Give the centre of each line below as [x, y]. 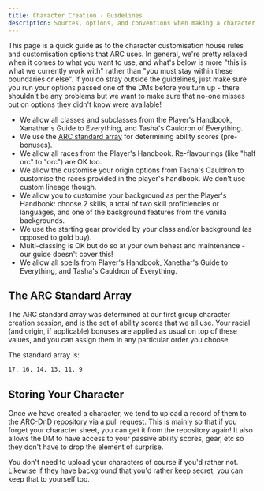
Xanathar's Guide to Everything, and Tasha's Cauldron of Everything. [131, 128]
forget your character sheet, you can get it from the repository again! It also [131, 430]
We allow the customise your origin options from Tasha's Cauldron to [132, 170]
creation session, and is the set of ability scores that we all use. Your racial [129, 323]
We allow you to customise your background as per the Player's [123, 195]
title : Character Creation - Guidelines [76, 15]
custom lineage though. [58, 187]
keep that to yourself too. [49, 479]
